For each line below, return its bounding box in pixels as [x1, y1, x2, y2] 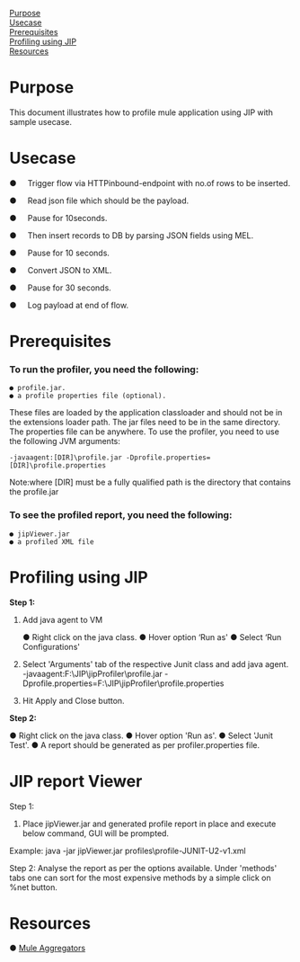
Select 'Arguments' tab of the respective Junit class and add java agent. [22, 658, 289, 669]
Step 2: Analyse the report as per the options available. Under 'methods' [9, 862, 278, 873]
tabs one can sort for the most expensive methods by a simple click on [9, 872, 271, 883]
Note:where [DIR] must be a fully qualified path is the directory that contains [9, 477, 292, 488]
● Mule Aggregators [9, 943, 86, 954]
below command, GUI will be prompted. [22, 827, 169, 839]
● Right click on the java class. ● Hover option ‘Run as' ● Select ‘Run [22, 631, 282, 642]
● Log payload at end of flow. [9, 299, 128, 310]
